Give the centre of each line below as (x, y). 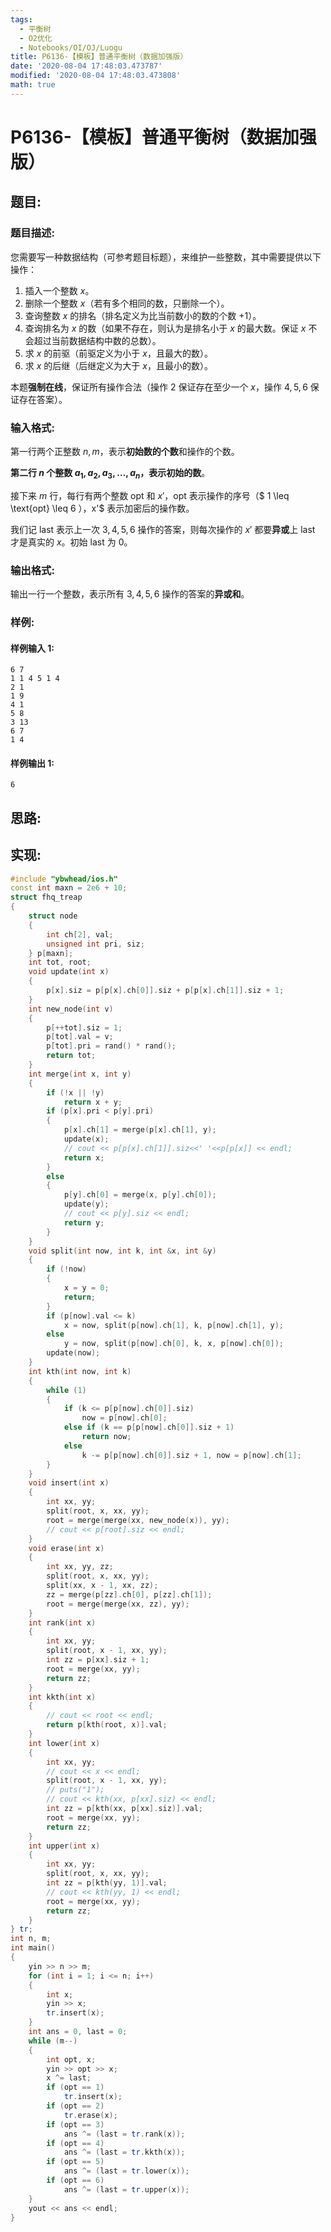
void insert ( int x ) (69, 1483)
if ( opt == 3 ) (75, 2124)
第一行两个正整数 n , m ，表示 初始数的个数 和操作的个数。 (125, 451)
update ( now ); (73, 1353)
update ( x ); (86, 1139)
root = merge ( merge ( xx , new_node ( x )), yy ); (138, 1520)
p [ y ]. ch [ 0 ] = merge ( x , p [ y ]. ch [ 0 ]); (140, 1195)
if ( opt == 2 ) (75, 2106)
